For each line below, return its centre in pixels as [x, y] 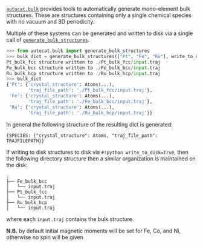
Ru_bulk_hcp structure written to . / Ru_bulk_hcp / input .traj [84, 73]
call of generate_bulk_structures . [48, 40]
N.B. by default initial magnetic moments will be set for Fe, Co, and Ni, [94, 231]
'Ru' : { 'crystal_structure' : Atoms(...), [62, 107]
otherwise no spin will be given [45, 237]
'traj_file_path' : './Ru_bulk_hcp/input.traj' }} [90, 113]
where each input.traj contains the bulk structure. [70, 219]
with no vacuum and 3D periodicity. [50, 21]
